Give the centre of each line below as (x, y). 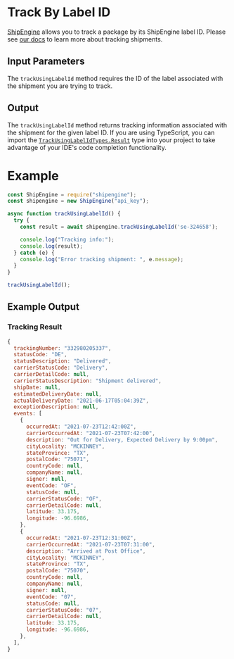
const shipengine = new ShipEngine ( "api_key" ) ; (78, 201)
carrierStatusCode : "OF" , (64, 498)
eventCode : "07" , (51, 597)
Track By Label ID (59, 12)
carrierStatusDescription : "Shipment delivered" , (87, 381)
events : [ (28, 414)
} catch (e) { (34, 253)
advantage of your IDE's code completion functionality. (87, 147)
